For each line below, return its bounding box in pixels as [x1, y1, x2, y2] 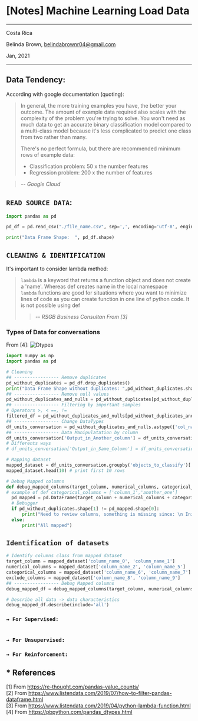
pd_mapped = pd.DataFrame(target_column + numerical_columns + [11, 495, 170, 501]
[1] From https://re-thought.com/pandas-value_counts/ [6, 683, 140, 690]
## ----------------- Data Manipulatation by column [6, 429, 138, 435]
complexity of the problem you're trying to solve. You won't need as [20, 114, 186, 122]
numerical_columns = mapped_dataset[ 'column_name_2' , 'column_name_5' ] [6, 564, 186, 570]
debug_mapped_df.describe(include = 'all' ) [6, 602, 110, 608]
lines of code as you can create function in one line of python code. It [20, 296, 190, 302]
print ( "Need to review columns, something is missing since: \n [21, 512, 183, 518]
